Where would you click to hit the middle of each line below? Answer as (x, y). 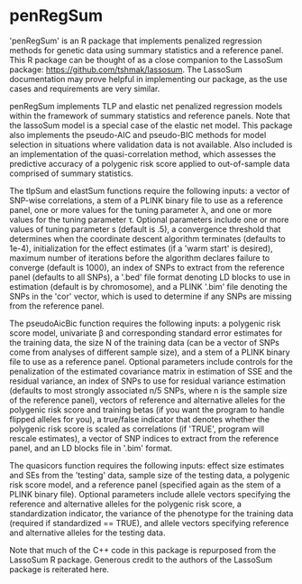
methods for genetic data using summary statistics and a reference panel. (146, 50)
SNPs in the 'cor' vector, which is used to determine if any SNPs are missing (151, 296)
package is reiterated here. (59, 569)
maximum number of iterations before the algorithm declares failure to (140, 257)
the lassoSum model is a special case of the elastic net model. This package (151, 125)
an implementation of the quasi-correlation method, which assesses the (143, 153)
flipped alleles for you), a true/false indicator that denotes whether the (140, 419)
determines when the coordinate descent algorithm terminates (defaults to (147, 238)
